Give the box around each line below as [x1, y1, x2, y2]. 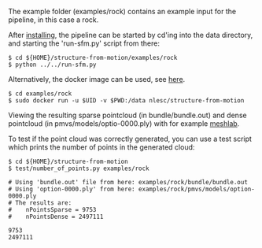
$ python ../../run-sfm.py [8, 61, 97, 68]
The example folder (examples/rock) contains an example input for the [8, 7, 237, 16]
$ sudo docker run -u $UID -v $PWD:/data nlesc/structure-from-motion [8, 97, 245, 105]
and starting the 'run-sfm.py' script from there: [8, 39, 160, 48]
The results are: [15, 199, 72, 207]
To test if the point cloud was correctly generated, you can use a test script [8, 134, 252, 143]
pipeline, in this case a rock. [8, 15, 99, 24]
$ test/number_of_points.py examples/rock [8, 165, 149, 172]
